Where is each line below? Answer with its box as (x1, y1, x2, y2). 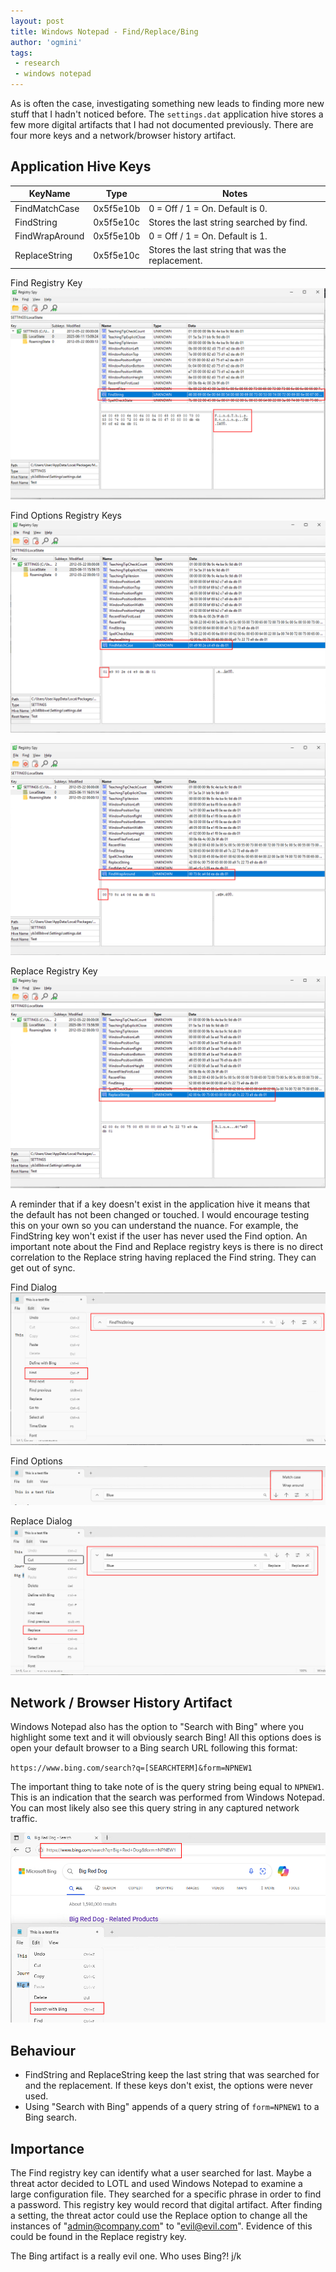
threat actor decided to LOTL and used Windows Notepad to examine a (10, 2177, 303, 2189)
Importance (10, 2140, 85, 2157)
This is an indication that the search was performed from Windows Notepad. (10, 1791, 325, 1804)
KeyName (28, 188, 71, 200)
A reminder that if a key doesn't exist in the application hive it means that (10, 1198, 311, 1210)
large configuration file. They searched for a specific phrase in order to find (10, 2188, 322, 2200)
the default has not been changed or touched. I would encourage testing (10, 1209, 310, 1221)
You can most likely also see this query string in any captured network (10, 1802, 300, 1814)
